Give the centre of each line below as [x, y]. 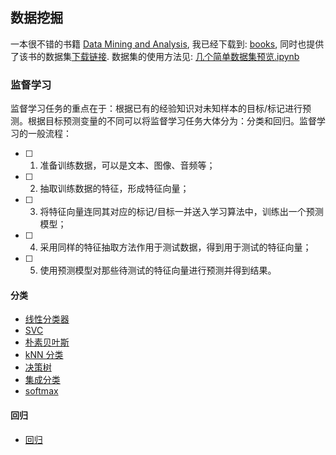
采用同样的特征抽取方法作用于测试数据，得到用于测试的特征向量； [175, 247]
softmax [41, 391]
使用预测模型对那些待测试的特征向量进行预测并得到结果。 [158, 270]
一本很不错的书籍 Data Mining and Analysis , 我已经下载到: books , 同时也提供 [167, 44]
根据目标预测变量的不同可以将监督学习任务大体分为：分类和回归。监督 [172, 121]
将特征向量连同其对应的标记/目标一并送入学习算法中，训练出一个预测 [181, 212]
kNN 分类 [44, 355]
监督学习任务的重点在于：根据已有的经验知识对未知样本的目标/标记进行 [156, 109]
